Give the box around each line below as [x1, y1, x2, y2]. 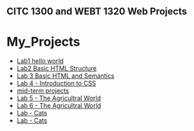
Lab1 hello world [16, 57, 64, 65]
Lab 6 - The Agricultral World [16, 102, 102, 110]
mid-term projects [16, 87, 69, 95]
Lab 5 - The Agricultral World [16, 94, 102, 102]
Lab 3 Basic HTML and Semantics [16, 71, 115, 80]
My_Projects [6, 34, 81, 50]
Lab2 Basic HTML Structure [16, 64, 97, 73]
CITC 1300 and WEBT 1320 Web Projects [6, 6, 187, 18]
